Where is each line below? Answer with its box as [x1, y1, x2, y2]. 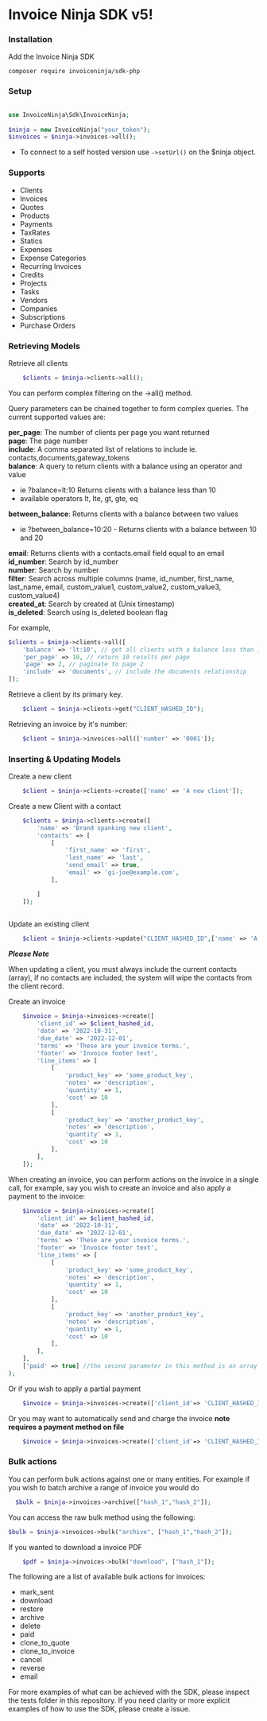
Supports [8, 167, 45, 178]
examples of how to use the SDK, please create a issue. [8, 1704, 191, 1714]
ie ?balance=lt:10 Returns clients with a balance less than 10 [19, 485, 216, 495]
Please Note [8, 949, 49, 959]
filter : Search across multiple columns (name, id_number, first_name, [8, 573, 234, 583]
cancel [19, 1655, 42, 1665]
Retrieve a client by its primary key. [8, 690, 123, 699]
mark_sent [19, 1587, 54, 1597]
